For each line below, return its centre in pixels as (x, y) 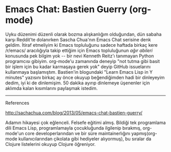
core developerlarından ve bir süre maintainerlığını (78, 133)
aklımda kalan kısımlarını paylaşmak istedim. (52, 88)
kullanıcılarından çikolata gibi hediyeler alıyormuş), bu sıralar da (85, 139)
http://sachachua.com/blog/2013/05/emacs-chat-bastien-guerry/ (74, 112)
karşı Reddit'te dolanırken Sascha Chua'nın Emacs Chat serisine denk (78, 40)
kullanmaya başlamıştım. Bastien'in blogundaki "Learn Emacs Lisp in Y (79, 72)
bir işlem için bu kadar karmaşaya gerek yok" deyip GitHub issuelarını (78, 67)
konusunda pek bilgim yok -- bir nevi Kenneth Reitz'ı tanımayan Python (80, 56)
